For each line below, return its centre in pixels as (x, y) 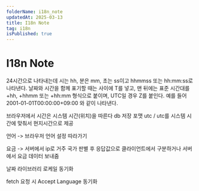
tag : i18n (19, 28)
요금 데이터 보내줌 (38, 156)
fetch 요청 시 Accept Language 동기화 (52, 181)
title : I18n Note (28, 23)
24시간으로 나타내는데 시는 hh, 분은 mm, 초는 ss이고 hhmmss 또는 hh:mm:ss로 (100, 81)
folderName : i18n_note (34, 12)
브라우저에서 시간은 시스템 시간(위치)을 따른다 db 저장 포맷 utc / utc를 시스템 (96, 116)
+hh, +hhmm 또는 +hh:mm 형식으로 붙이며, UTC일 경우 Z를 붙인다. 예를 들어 (97, 95)
